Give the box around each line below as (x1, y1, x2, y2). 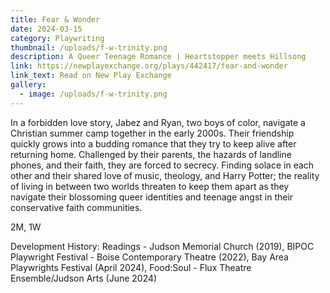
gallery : (10, 80, 47, 90)
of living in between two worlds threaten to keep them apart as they (10, 180, 290, 192)
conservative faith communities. (10, 201, 143, 213)
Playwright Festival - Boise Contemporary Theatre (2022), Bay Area (10, 251, 289, 263)
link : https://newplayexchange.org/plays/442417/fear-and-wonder (10, 61, 288, 71)
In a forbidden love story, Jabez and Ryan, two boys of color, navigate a (10, 116, 306, 128)
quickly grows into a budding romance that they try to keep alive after (10, 137, 297, 150)
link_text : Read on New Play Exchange (10, 71, 172, 81)
